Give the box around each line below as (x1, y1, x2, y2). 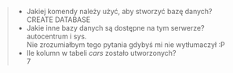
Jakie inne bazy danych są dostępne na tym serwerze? (26, 24, 205, 32)
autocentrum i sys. (26, 31, 87, 41)
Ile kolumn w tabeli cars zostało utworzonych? (26, 49, 177, 57)
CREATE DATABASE (26, 15, 91, 24)
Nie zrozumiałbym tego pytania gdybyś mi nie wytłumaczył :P (26, 40, 225, 49)
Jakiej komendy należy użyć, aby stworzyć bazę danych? (26, 7, 213, 16)
